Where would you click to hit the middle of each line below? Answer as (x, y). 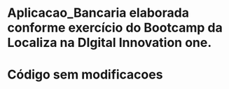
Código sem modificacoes (85, 75)
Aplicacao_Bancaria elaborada (98, 13)
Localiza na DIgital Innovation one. (110, 43)
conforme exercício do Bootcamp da (115, 28)
